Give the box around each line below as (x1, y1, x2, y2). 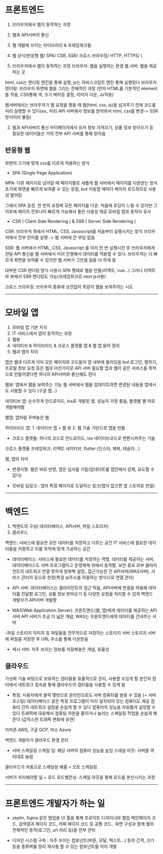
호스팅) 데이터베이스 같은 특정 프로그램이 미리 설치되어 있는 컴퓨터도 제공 (12, 698, 150, 704)
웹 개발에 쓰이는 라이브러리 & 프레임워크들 (12, 42, 92, 48)
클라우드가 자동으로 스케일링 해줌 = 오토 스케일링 (5, 764, 98, 770)
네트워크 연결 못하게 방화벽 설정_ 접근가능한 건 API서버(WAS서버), (25, 568, 150, 574)
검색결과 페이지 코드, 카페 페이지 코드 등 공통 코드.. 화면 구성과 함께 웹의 (18, 821, 154, 827)
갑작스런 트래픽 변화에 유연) (22, 717, 75, 722)
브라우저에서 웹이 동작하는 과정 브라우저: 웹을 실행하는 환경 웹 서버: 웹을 (12, 63, 148, 69)
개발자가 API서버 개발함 (12, 597, 57, 602)
